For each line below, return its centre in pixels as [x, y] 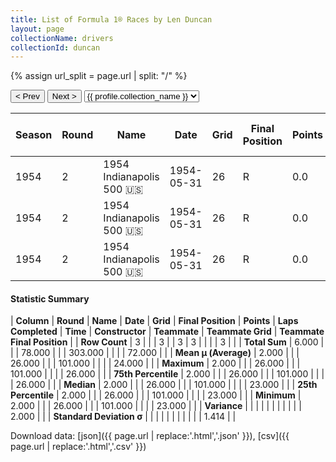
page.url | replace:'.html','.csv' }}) [78, 447]
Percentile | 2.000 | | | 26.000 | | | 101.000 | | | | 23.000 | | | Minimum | [156, 395]
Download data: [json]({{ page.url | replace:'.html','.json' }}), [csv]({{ [150, 436]
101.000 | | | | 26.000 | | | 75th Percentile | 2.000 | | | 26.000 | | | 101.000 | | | [167, 374]
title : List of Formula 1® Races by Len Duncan [111, 19]
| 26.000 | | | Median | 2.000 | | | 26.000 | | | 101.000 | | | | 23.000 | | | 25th [164, 385]
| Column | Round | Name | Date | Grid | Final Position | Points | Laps [154, 321]
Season [34, 135]
